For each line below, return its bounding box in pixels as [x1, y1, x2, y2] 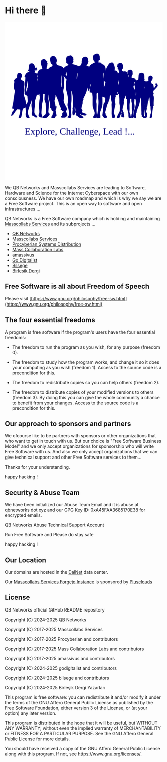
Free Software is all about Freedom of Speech [5, 282, 150, 291]
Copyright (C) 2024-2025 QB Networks [5, 617, 86, 623]
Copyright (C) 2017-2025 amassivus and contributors [5, 655, 115, 661]
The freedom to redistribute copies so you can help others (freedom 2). [12, 379, 160, 385]
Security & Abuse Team [5, 488, 80, 497]
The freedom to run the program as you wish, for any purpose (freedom [12, 344, 161, 350]
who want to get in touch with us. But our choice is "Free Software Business [5, 438, 161, 444]
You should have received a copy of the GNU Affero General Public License [5, 745, 160, 751]
